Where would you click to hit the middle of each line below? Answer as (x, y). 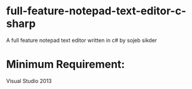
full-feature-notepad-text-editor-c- (96, 11)
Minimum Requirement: (66, 65)
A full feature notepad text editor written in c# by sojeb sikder (82, 40)
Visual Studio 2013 (29, 81)
